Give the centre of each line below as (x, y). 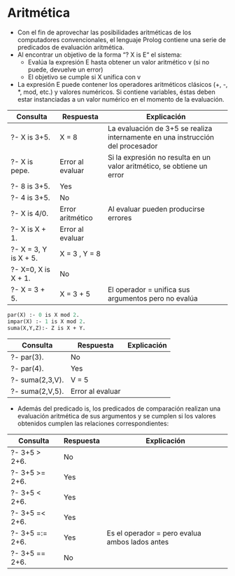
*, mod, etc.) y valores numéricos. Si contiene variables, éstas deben (116, 92)
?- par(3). (27, 357)
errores (120, 217)
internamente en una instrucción (161, 137)
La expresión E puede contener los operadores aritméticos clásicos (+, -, (122, 84)
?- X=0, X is (30, 269)
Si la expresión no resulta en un (159, 157)
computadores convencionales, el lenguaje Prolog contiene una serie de (121, 39)
